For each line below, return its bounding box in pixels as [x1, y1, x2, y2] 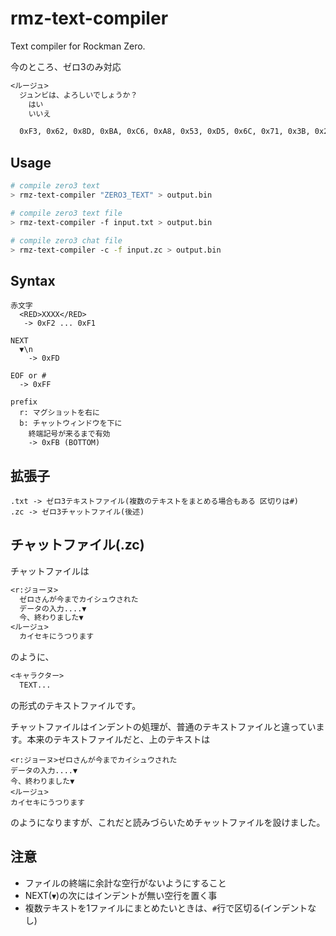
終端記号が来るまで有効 [28, 429, 111, 439]
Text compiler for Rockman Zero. [10, 40, 146, 52]
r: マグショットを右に [19, 408, 100, 418]
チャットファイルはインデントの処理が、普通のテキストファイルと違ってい [10, 720, 317, 732]
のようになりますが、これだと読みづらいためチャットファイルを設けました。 [10, 816, 326, 828]
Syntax [10, 272, 56, 289]
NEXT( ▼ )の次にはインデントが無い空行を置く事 [24, 889, 218, 901]
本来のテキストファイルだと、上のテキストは [26, 733, 211, 745]
